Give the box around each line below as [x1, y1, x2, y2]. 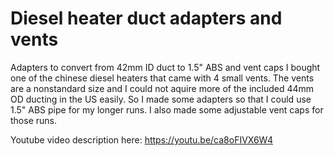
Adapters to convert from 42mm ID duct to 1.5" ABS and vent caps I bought [10, 61, 321, 73]
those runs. [10, 114, 57, 126]
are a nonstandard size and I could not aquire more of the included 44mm [10, 82, 315, 94]
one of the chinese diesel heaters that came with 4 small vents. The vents [10, 72, 315, 84]
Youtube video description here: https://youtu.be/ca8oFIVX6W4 [10, 133, 273, 146]
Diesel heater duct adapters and [10, 7, 283, 30]
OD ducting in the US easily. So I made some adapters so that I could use [10, 93, 312, 105]
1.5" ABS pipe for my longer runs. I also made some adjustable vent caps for [10, 103, 324, 116]
